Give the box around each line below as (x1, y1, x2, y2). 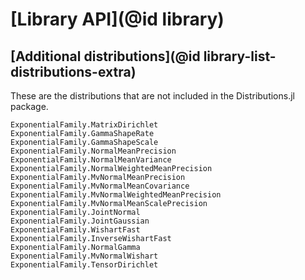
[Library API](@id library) (10, 8, 225, 31)
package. (10, 101, 49, 112)
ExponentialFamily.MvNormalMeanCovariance (10, 181, 190, 191)
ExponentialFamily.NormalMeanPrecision (10, 146, 177, 156)
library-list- (203, 48, 277, 65)
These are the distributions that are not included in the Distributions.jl (10, 90, 295, 102)
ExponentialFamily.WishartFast (10, 225, 141, 235)
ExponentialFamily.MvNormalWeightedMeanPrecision (10, 190, 222, 200)
